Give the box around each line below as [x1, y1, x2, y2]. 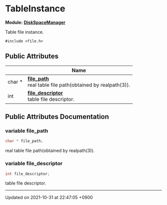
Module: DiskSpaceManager [5, 19, 66, 25]
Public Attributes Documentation [5, 113, 109, 121]
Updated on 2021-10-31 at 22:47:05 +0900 [5, 195, 93, 201]
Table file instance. [5, 29, 44, 35]
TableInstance [5, 3, 66, 14]
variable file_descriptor [5, 160, 63, 167]
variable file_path [5, 128, 48, 135]
